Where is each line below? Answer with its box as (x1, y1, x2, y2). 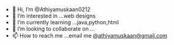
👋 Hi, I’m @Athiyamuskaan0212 (12, 6, 91, 13)
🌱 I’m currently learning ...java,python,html (12, 19, 119, 26)
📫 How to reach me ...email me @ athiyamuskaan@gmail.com (12, 32, 168, 39)
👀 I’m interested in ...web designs (12, 12, 96, 19)
